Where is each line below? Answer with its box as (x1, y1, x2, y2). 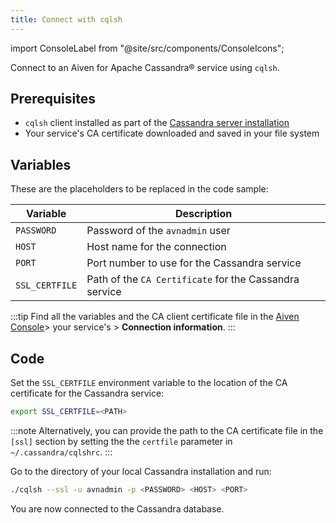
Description (174, 207, 233, 221)
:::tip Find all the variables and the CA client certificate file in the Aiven (10, 311, 300, 323)
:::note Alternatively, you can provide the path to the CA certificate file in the (10, 424, 324, 436)
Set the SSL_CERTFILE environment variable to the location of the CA (10, 377, 288, 389)
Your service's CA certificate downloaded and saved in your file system (24, 127, 320, 140)
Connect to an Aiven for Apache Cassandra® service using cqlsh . (10, 61, 280, 73)
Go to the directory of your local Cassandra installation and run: (10, 465, 272, 477)
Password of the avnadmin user (86, 224, 231, 238)
